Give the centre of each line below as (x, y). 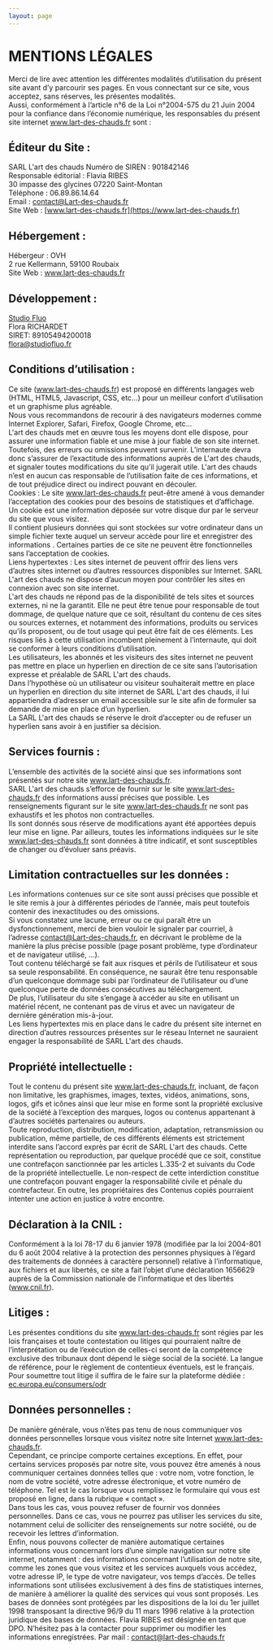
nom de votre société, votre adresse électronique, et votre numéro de (125, 1481)
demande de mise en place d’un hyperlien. (80, 709)
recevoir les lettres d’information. (64, 1533)
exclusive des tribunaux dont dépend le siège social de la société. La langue (136, 1358)
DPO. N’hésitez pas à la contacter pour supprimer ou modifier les (117, 1628)
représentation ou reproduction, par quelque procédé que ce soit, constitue (135, 1155)
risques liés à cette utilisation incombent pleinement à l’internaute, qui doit (133, 639)
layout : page (30, 16)
